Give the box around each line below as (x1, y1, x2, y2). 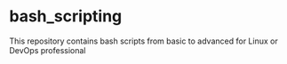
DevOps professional (9, 44, 86, 55)
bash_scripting (9, 6, 123, 27)
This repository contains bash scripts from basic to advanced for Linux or (9, 36, 278, 46)
